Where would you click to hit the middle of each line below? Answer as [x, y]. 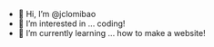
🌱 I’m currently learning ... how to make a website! [112, 33]
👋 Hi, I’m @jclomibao [57, 14]
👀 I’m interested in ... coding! [71, 23]
